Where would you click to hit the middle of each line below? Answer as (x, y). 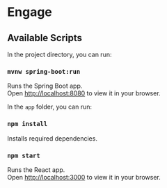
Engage (30, 12)
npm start (24, 155)
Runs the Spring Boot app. (45, 86)
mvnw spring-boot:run (44, 71)
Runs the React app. (36, 170)
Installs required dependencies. (52, 138)
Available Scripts (45, 38)
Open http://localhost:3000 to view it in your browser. (84, 177)
